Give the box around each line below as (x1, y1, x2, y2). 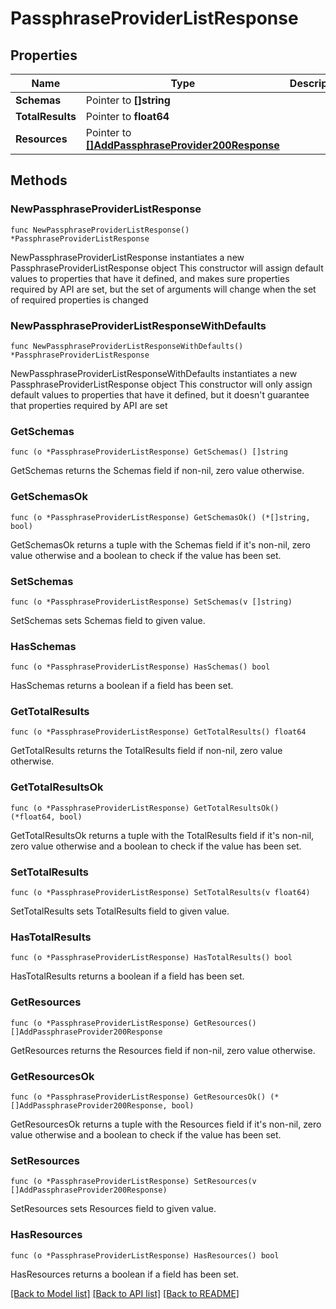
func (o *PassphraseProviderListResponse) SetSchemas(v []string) (10, 597, 293, 607)
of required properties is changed (10, 293, 149, 306)
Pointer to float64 (85, 110, 170, 123)
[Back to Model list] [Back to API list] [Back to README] (10, 1287, 240, 1299)
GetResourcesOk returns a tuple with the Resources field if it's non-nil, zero (10, 1118, 322, 1130)
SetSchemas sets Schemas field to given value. (10, 614, 206, 626)
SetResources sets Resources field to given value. (10, 1203, 217, 1215)
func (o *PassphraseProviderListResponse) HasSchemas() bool (10, 662, 271, 672)
